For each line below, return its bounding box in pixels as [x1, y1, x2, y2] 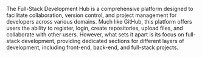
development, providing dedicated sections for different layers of [21, 38, 184, 44]
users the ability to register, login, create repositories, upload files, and [6, 24, 184, 32]
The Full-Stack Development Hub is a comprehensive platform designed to [6, 5, 193, 12]
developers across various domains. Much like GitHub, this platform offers [6, 18, 193, 25]
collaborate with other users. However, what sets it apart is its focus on [6, 31, 184, 38]
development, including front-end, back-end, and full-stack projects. [6, 44, 178, 51]
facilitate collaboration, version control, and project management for [6, 12, 177, 19]
